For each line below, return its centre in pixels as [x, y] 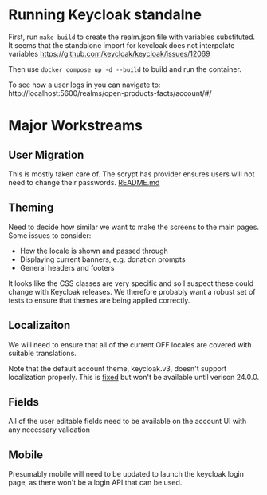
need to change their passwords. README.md [84, 182]
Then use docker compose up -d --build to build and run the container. [125, 69]
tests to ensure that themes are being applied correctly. [99, 300]
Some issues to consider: [50, 235]
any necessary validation [49, 430]
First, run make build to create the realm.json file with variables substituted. [132, 37]
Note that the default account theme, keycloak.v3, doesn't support [118, 368]
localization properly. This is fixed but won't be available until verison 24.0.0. [134, 377]
